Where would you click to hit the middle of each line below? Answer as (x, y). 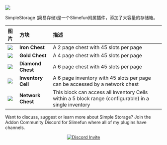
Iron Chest (32, 47)
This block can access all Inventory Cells (100, 92)
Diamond (30, 64)
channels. (15, 128)
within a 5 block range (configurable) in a (101, 98)
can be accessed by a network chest (96, 84)
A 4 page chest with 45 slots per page (98, 56)
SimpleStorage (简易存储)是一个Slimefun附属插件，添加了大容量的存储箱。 (82, 18)
